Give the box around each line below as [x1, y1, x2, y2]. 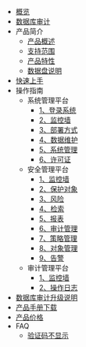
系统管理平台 [27, 95, 69, 105]
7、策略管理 [38, 233, 78, 243]
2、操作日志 [38, 283, 78, 292]
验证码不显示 [27, 330, 69, 340]
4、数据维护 [38, 135, 78, 144]
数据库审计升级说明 [15, 293, 78, 302]
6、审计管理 [38, 224, 78, 233]
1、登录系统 [38, 106, 77, 114]
